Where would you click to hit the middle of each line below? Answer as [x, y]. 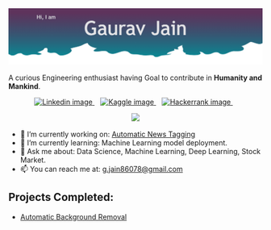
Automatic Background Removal [73, 216]
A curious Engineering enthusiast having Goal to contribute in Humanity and [135, 77]
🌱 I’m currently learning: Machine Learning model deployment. [124, 142]
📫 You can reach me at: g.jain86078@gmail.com [101, 169]
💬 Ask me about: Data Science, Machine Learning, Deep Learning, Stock [140, 151]
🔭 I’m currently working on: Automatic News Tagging [108, 134]
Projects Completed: [61, 197]
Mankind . [25, 86]
